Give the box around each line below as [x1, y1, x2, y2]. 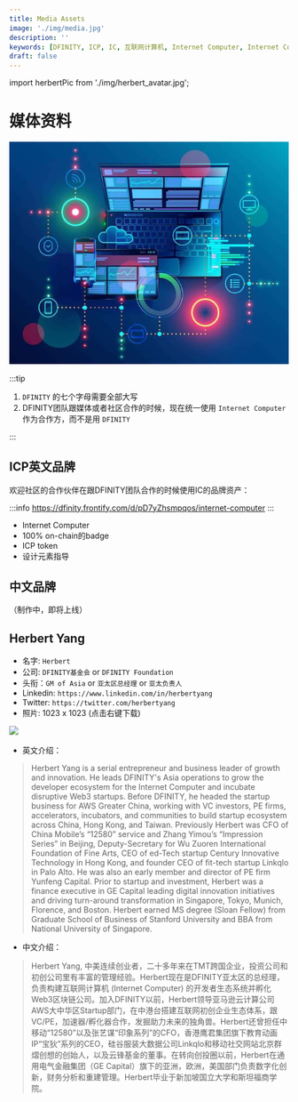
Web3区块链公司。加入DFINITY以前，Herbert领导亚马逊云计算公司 [30, 994, 275, 1005]
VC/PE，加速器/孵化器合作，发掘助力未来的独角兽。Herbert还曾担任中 [30, 1017, 288, 1027]
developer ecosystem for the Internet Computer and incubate [30, 782, 255, 792]
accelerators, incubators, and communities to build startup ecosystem [30, 810, 287, 821]
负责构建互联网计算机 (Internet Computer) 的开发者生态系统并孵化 [30, 983, 272, 993]
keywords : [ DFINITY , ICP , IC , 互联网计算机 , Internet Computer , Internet [9, 43, 279, 52]
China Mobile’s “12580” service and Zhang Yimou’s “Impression [30, 829, 263, 840]
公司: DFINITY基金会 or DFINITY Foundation [21, 667, 174, 678]
